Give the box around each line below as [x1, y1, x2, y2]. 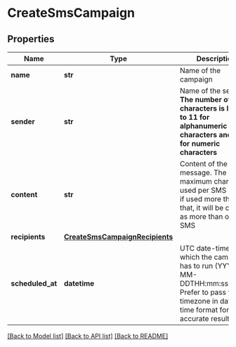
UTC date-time [180, 244, 230, 253]
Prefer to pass [180, 287, 227, 297]
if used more [180, 194, 222, 203]
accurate [180, 314, 209, 323]
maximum [180, 177, 213, 186]
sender [11, 117, 35, 126]
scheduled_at [11, 279, 58, 288]
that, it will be [180, 203, 224, 213]
